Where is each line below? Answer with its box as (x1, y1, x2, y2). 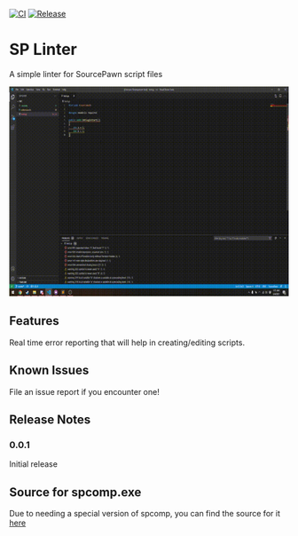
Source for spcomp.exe (9, 485, 142, 500)
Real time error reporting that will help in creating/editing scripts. (9, 337, 246, 348)
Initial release (9, 459, 58, 469)
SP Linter (9, 40, 78, 59)
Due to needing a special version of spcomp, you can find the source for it (9, 508, 281, 519)
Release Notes (9, 412, 91, 427)
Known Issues (9, 363, 90, 378)
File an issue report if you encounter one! (9, 386, 160, 397)
